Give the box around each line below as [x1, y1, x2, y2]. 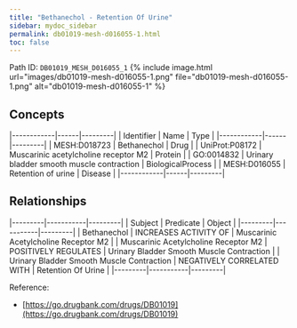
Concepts [9, 107, 65, 122]
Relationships [9, 194, 87, 209]
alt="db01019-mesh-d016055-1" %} [34, 81, 166, 92]
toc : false [9, 37, 50, 47]
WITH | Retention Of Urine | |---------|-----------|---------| [9, 264, 227, 276]
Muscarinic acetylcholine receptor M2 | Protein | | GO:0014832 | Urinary [9, 149, 274, 160]
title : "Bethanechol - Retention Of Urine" [9, 12, 173, 22]
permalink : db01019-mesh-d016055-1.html [9, 29, 162, 38]
